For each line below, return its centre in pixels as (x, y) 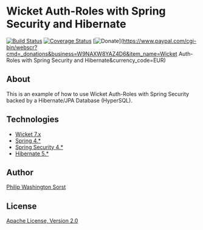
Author (20, 172)
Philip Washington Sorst (36, 187)
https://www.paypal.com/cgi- (159, 41)
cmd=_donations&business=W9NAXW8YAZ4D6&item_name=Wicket (92, 53)
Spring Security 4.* (39, 147)
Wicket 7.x (28, 134)
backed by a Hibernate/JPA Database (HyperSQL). (69, 100)
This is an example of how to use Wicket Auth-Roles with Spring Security (98, 94)
